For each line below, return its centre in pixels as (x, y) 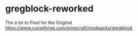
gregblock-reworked (49, 9)
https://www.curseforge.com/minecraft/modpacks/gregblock (69, 27)
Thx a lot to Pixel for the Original (39, 22)
